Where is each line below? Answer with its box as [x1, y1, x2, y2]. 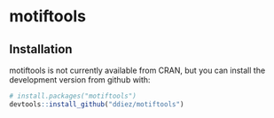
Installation [9, 42, 73, 57]
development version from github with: [9, 75, 151, 85]
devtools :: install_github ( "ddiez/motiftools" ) [9, 99, 184, 108]
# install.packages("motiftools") [9, 91, 137, 100]
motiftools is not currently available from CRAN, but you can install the [9, 65, 266, 75]
